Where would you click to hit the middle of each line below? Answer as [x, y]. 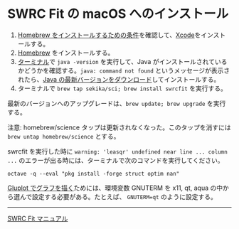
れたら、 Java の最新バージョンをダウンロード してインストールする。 [119, 79]
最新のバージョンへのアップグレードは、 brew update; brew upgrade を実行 [117, 103]
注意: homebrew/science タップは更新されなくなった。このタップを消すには [119, 127]
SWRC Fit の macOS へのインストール [118, 14]
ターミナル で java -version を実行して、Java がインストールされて [116, 61]
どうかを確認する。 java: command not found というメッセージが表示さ [127, 70]
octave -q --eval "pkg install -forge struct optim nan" [94, 174]
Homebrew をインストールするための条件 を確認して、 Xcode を [109, 35]
